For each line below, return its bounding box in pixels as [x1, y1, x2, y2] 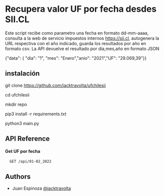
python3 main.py [5, 120, 39, 126]
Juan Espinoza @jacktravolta [12, 185, 71, 192]
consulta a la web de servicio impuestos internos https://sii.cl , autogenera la [5, 35, 160, 41]
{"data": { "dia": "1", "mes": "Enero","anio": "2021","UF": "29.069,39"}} [5, 55, 147, 61]
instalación [5, 70, 40, 78]
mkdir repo [5, 101, 27, 107]
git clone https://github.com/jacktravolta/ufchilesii [5, 82, 106, 88]
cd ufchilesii [5, 92, 29, 98]
